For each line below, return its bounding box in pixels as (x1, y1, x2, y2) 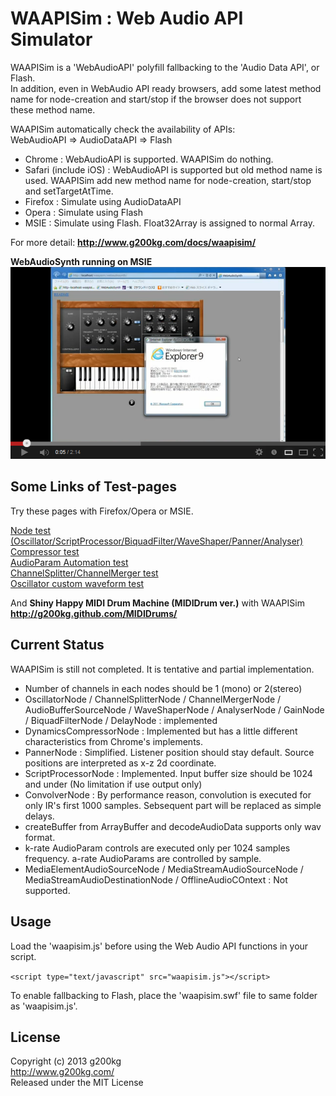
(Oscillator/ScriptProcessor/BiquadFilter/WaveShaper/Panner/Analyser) (10, 535, 304, 547)
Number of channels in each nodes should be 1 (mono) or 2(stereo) (24, 682, 303, 694)
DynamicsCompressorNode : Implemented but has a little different (24, 725, 298, 737)
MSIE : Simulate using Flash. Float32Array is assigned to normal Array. (24, 217, 315, 229)
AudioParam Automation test (10, 556, 129, 568)
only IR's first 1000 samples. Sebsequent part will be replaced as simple (24, 799, 322, 811)
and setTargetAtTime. (24, 185, 114, 197)
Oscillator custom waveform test (10, 577, 145, 589)
